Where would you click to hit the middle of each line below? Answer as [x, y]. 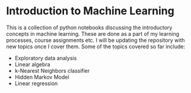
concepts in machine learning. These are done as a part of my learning [93, 33]
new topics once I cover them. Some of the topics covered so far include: [96, 46]
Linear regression [36, 83]
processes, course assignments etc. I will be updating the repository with [95, 40]
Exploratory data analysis [46, 58]
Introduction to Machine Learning [90, 11]
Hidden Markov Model [42, 77]
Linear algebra [32, 64]
